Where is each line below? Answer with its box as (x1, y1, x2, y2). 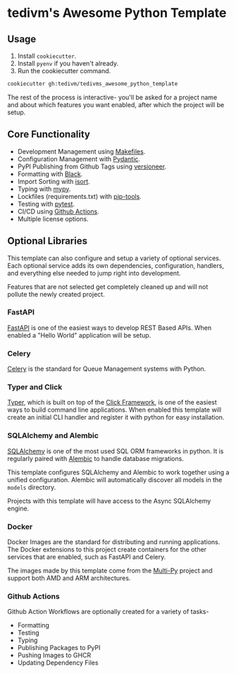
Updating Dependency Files (17, 658, 99, 667)
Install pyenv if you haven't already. (17, 59, 118, 68)
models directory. (7, 483, 56, 491)
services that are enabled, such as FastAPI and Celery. (7, 552, 166, 561)
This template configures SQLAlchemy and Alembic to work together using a (7, 467, 230, 477)
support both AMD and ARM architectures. (7, 573, 131, 582)
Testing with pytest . (17, 200, 75, 208)
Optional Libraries (7, 235, 88, 247)
